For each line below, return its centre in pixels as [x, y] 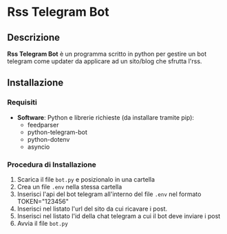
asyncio [39, 147]
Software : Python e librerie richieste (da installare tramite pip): [106, 117]
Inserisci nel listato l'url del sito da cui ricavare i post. [92, 209]
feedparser [43, 125]
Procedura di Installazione [52, 164]
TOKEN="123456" [43, 201]
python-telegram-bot [57, 132]
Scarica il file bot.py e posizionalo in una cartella [86, 179]
